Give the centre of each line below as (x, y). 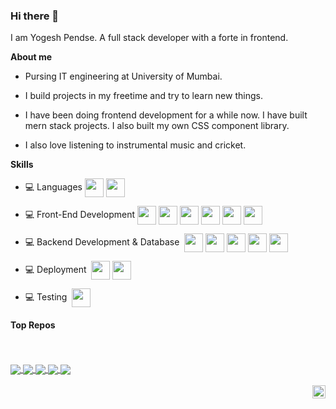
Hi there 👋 (35, 16)
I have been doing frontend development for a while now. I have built (166, 115)
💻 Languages (53, 187)
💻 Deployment (55, 270)
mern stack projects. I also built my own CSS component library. (157, 126)
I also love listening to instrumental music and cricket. (135, 145)
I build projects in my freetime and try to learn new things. (143, 96)
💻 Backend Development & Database (102, 242)
